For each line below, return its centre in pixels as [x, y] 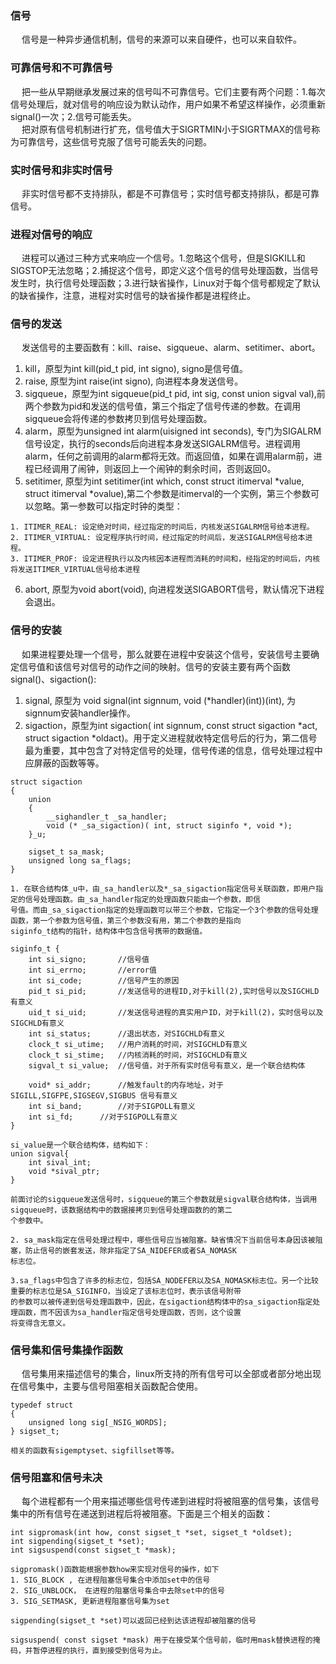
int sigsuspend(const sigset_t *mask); [93, 1550]
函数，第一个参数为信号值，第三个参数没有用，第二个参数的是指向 [126, 920]
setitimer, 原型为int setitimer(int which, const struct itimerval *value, [164, 481]
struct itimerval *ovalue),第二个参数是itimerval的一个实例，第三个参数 [168, 494]
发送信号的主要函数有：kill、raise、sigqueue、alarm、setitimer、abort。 [171, 348]
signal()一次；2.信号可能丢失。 [73, 116]
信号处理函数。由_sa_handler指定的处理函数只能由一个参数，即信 [142, 899]
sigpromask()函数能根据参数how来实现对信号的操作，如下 [115, 1570]
